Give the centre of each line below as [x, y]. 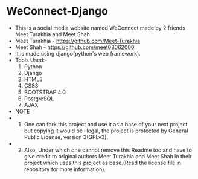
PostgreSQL [39, 99]
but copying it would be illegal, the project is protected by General [106, 131]
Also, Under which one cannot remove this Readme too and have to [108, 150]
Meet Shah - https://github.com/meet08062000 [75, 47]
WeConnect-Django [57, 11]
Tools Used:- [31, 60]
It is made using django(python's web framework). [78, 53]
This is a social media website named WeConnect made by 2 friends [100, 28]
